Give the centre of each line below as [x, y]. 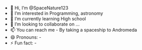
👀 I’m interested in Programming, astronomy [57, 13]
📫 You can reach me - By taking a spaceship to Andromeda [74, 30]
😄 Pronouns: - [26, 37]
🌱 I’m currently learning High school [48, 19]
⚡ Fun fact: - [23, 43]
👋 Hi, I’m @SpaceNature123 [39, 8]
